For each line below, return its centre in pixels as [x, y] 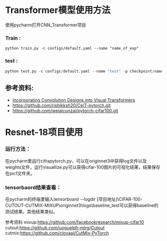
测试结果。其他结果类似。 [31, 211]
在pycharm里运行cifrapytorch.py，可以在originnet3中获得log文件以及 [76, 161]
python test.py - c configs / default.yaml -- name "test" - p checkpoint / [80, 71]
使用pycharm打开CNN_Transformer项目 [46, 25]
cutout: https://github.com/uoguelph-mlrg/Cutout [55, 228]
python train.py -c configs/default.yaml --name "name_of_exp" [72, 48]
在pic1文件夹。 [20, 173]
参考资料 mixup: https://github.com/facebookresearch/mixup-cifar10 [75, 222]
